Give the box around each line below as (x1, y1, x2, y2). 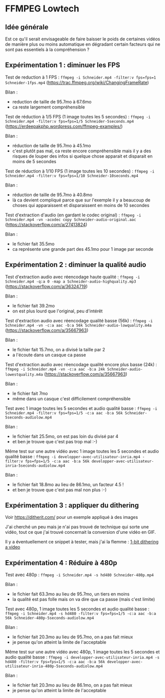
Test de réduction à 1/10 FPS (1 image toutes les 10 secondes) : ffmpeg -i (5, 168, 155, 174)
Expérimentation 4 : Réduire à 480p (5, 558, 117, 567)
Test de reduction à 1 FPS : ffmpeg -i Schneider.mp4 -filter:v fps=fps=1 (5, 74, 156, 80)
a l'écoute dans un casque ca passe (12, 352, 86, 358)
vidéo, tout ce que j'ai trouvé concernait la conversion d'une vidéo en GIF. (5, 529, 156, 535)
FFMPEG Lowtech (5, 3, 79, 14)
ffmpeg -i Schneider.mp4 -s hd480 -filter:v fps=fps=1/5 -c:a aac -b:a (5, 611, 156, 616)
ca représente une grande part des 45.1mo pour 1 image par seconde (12, 246, 154, 252)
